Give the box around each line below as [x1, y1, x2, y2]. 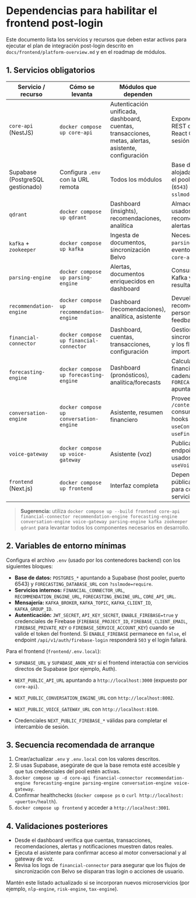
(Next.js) [9, 484, 33, 493]
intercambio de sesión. [14, 723, 70, 730]
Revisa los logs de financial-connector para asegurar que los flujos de [14, 862, 185, 869]
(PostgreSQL [9, 175, 44, 183]
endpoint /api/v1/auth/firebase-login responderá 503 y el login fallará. [14, 636, 188, 643]
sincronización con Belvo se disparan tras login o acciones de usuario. [14, 868, 185, 875]
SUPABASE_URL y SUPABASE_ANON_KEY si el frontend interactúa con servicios [14, 659, 188, 666]
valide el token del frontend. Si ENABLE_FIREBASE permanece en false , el [14, 630, 187, 637]
